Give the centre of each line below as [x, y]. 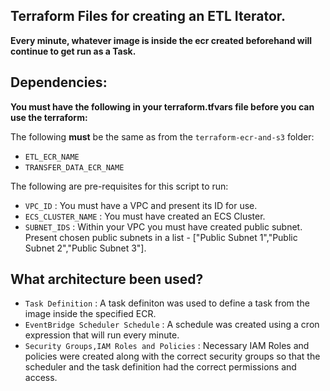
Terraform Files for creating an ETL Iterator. [148, 16]
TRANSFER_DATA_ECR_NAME [74, 167]
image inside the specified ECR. [90, 314]
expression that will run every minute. [102, 335]
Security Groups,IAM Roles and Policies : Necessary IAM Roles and [167, 346]
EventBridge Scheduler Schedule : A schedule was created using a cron [172, 325]
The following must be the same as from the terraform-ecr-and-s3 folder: [162, 136]
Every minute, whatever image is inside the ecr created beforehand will [161, 40]
